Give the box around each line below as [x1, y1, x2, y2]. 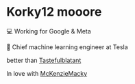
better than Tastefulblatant [6, 56, 82, 64]
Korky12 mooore [6, 4, 102, 20]
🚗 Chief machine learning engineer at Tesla [6, 42, 128, 51]
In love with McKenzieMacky [6, 69, 88, 77]
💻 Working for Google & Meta [6, 27, 92, 35]
